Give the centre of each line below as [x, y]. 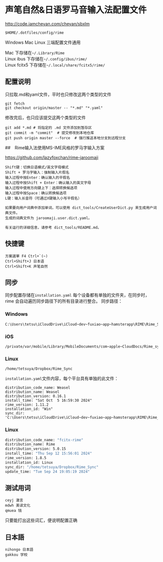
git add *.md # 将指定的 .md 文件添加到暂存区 [49, 128]
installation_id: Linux [29, 462]
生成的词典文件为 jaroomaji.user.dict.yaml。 [49, 218]
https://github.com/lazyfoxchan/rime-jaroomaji [52, 157]
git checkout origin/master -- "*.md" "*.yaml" [54, 108]
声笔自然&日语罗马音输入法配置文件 [76, 10]
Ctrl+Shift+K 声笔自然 [26, 266]
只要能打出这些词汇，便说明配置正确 [41, 520]
